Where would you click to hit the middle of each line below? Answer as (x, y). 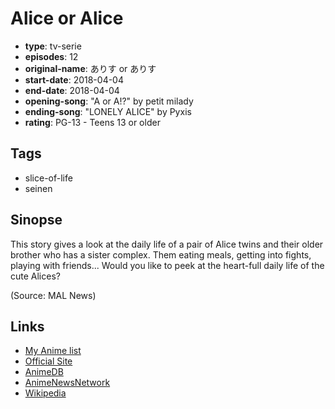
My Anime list (53, 351)
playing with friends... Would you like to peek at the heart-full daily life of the (167, 265)
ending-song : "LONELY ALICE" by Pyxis (108, 111)
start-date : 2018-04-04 (74, 79)
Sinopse (36, 220)
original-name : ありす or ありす (90, 68)
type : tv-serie (53, 46)
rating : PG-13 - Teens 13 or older (92, 122)
